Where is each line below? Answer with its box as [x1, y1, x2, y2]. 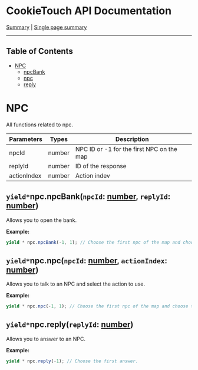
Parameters [9, 135, 42, 143]
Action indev [75, 171, 110, 179]
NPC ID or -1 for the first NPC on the [75, 145, 178, 153]
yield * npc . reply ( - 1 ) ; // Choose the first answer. [6, 358, 138, 364]
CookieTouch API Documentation [6, 4, 172, 18]
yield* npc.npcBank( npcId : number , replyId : [6, 192, 171, 202]
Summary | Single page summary [6, 24, 87, 31]
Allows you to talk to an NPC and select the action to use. [6, 280, 146, 287]
